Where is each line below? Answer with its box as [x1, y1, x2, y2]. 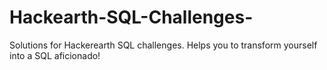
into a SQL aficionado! [9, 49, 101, 61]
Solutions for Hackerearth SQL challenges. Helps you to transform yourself [9, 39, 318, 51]
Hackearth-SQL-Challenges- [9, 6, 254, 29]
